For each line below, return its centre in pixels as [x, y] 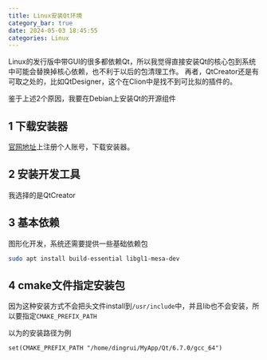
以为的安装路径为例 [40, 333]
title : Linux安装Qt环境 [45, 16]
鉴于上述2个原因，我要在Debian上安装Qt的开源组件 [92, 99]
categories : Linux [39, 38]
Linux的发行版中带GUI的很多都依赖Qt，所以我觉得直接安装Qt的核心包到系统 [132, 61]
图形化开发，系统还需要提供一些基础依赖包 [78, 243]
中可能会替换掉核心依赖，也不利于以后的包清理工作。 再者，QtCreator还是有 [133, 72]
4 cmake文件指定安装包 [67, 285]
